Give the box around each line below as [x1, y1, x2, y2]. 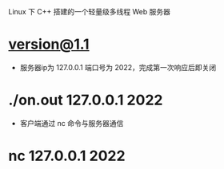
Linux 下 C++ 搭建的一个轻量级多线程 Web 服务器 [8, 7, 170, 16]
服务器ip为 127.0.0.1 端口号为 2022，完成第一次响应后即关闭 [19, 62, 217, 72]
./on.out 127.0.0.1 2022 [8, 91, 163, 109]
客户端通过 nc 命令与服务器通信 [19, 118, 124, 128]
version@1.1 [8, 35, 90, 53]
